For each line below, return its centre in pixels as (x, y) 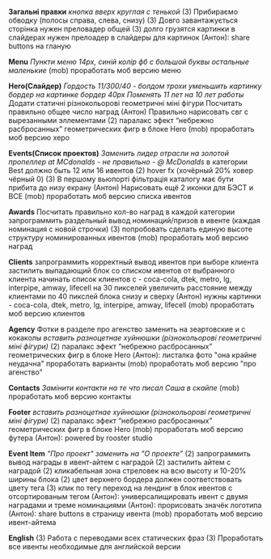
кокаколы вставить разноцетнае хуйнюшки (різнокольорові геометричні (135, 338)
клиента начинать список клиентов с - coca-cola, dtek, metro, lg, (120, 279)
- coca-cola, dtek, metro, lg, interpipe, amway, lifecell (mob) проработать (131, 305)
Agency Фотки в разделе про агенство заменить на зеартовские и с (127, 329)
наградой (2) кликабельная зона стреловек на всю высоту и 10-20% (127, 471)
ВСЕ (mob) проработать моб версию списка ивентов (100, 196)
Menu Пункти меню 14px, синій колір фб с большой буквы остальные (129, 61)
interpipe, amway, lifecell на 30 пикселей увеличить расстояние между (131, 288)
